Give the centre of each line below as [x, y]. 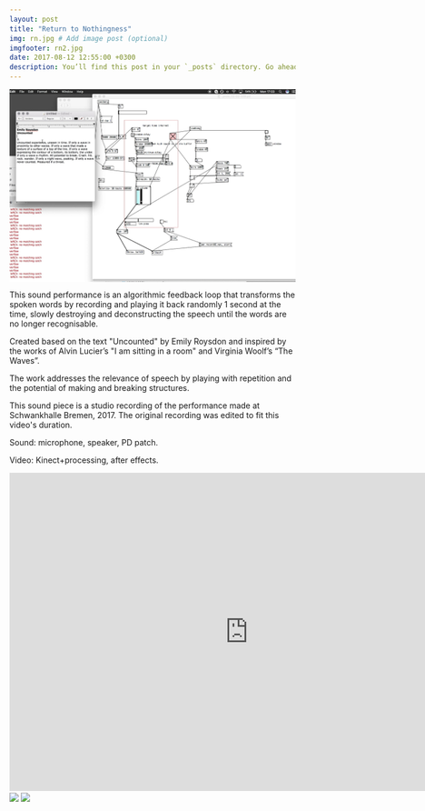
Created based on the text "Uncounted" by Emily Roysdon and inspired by [148, 341]
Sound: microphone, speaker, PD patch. [84, 442]
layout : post [34, 19]
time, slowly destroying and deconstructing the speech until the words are [148, 314]
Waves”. [25, 360]
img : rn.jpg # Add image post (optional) [89, 38]
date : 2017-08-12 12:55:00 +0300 [73, 58]
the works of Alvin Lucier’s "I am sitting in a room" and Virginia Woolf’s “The [151, 351]
